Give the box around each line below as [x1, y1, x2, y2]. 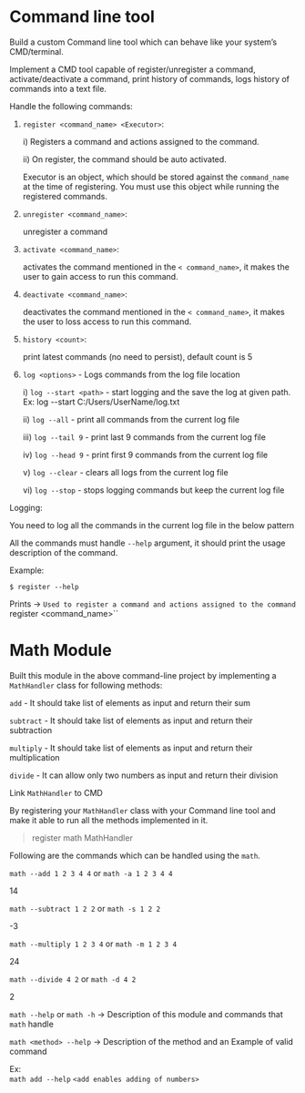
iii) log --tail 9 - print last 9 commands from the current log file [22, 431, 267, 443]
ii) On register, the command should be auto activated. [22, 153, 228, 165]
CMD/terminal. [9, 46, 64, 56]
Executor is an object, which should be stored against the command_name [22, 171, 290, 182]
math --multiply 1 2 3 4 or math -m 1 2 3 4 [9, 938, 178, 949]
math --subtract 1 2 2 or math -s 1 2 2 [9, 903, 161, 914]
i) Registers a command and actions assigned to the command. [22, 136, 259, 147]
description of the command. [9, 546, 118, 557]
